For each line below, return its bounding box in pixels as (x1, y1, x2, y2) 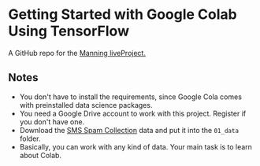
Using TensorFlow (8, 22, 130, 40)
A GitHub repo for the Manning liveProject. (8, 48, 146, 57)
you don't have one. (19, 116, 85, 127)
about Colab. (19, 150, 61, 160)
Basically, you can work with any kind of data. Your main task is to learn (19, 142, 252, 151)
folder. (19, 134, 41, 143)
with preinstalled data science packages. (19, 100, 153, 109)
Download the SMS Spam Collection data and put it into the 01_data (19, 125, 239, 135)
